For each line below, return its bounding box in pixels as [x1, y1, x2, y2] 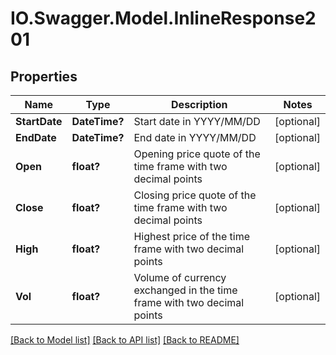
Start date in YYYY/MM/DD [133, 115, 261, 128]
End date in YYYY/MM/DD [133, 131, 257, 144]
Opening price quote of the [133, 147, 261, 161]
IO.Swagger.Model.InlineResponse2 [10, 7, 317, 30]
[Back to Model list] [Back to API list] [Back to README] [10, 334, 240, 346]
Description [171, 98, 228, 111]
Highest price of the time [133, 230, 250, 243]
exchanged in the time [133, 283, 238, 297]
